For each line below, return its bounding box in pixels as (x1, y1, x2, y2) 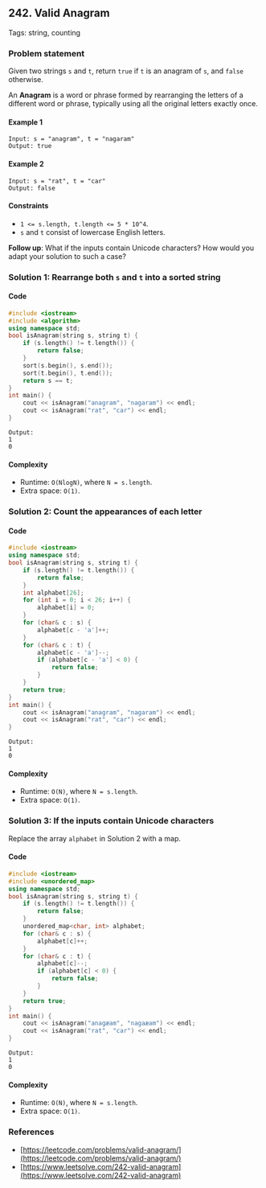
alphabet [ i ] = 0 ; (37, 603, 95, 612)
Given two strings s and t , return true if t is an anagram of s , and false (8, 66, 243, 76)
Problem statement (8, 47, 85, 59)
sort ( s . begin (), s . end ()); (23, 361, 113, 369)
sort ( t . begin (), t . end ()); (23, 369, 113, 377)
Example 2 (8, 158, 44, 168)
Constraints (8, 201, 49, 211)
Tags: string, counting (8, 27, 81, 37)
